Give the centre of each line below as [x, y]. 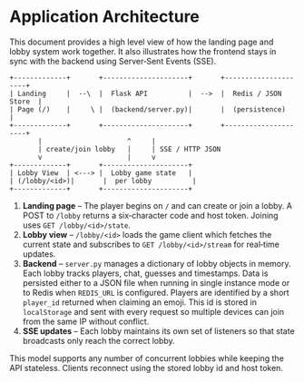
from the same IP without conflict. [86, 321]
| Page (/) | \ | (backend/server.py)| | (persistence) [147, 109]
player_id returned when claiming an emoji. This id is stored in [139, 302]
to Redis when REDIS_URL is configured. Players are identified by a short [156, 292]
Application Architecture [104, 17]
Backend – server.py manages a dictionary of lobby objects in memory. [157, 263]
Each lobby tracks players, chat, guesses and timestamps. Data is [145, 273]
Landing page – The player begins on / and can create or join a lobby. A [157, 205]
